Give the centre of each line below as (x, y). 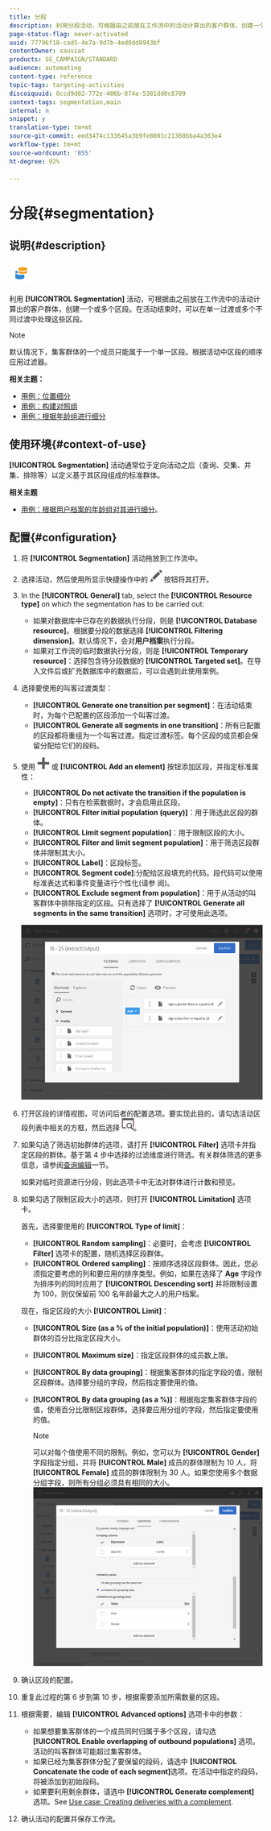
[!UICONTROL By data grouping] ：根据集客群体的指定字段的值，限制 (148, 1373)
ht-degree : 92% (35, 161)
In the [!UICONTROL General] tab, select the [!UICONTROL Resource (136, 595)
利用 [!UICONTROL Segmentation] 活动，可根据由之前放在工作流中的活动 (131, 299)
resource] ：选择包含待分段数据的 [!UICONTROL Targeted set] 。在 (144, 661)
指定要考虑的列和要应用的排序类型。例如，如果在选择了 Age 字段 (148, 1274)
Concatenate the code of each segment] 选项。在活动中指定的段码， (148, 1771)
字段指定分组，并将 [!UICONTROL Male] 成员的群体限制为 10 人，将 (145, 1463)
